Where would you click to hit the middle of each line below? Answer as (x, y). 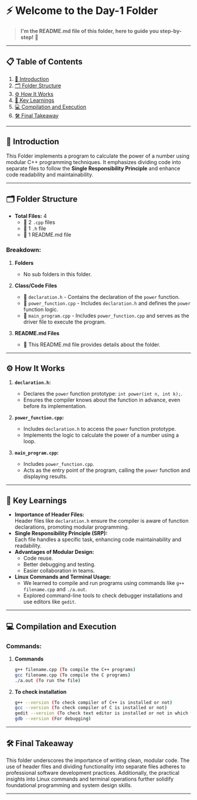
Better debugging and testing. (59, 564)
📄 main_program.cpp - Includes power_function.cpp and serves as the (106, 315)
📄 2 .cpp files (39, 222)
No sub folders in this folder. (57, 274)
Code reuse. (38, 558)
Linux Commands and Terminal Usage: (63, 577)
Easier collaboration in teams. (59, 571)
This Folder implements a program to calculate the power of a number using (98, 156)
